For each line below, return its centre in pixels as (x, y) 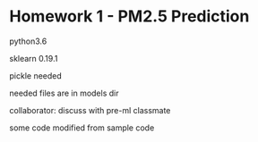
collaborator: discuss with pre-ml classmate (90, 110)
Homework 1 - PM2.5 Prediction (129, 17)
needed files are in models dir (64, 93)
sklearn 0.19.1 (34, 58)
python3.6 (28, 41)
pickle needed (36, 75)
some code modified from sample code (82, 128)
